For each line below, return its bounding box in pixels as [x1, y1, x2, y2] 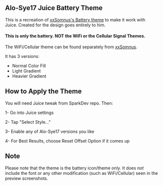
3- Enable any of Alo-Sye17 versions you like [5, 129, 94, 134]
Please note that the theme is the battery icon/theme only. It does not [5, 165, 144, 171]
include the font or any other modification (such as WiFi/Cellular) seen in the [5, 170, 158, 176]
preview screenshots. [5, 175, 49, 181]
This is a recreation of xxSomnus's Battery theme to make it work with [5, 17, 146, 22]
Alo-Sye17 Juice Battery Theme [5, 4, 103, 12]
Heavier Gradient [12, 73, 47, 79]
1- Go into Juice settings [5, 110, 54, 115]
